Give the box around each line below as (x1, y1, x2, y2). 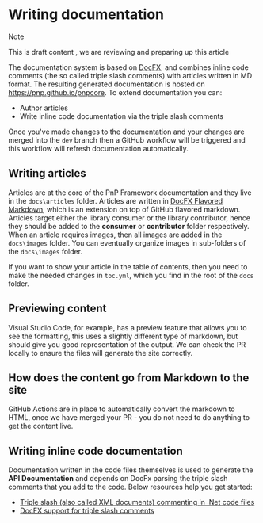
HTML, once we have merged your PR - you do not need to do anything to (8, 413, 250, 422)
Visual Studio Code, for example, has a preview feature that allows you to (8, 323, 247, 332)
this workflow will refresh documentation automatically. (8, 143, 189, 153)
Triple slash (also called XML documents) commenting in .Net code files (19, 498, 255, 507)
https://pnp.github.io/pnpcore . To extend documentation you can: (8, 87, 223, 97)
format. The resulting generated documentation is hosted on (8, 79, 205, 89)
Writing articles (8, 166, 86, 180)
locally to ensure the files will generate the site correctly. (8, 348, 192, 357)
